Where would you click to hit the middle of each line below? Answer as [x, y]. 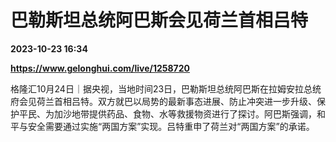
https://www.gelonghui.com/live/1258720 [100, 68]
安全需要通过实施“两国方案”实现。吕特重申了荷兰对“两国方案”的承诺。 [171, 126]
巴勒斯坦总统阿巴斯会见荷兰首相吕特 [159, 20]
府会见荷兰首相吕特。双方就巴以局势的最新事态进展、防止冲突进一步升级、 [163, 101]
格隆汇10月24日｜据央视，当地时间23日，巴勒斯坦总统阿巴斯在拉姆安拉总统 [166, 88]
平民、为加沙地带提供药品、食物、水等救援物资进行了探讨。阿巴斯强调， [167, 113]
